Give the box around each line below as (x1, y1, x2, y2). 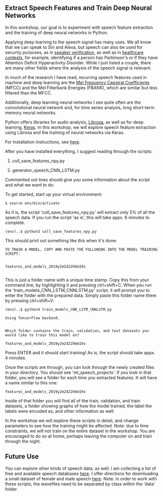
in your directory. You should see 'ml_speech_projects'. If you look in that (5, 369, 152, 375)
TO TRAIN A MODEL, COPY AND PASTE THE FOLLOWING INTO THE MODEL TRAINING (5, 247, 158, 252)
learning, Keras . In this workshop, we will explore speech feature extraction (5, 124, 156, 130)
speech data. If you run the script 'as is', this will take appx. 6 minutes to (5, 214, 150, 220)
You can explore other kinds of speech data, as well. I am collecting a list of (5, 465, 157, 471)
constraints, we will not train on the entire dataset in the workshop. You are (5, 428, 155, 434)
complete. (5, 219, 25, 226)
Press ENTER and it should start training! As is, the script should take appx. (5, 349, 156, 355)
